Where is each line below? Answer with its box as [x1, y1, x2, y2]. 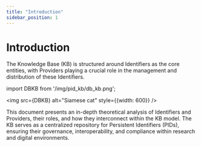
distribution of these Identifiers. [6, 73, 85, 80]
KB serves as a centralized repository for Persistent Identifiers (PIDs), [6, 122, 180, 129]
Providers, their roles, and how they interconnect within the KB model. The [6, 115, 192, 122]
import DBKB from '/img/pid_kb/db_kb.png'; [6, 85, 116, 93]
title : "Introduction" [6, 8, 64, 15]
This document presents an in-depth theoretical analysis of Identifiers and [6, 108, 191, 116]
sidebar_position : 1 [6, 15, 59, 21]
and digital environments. [6, 134, 70, 142]
